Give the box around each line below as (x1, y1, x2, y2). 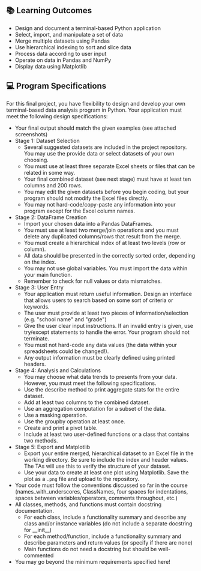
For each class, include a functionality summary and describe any (23, 513, 187, 521)
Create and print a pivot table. (23, 424, 98, 431)
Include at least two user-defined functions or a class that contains (23, 431, 190, 438)
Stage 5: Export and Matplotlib (14, 443, 91, 450)
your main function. (23, 271, 73, 278)
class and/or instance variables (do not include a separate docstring (23, 519, 193, 527)
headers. (23, 360, 46, 367)
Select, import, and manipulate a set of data (14, 31, 124, 38)
